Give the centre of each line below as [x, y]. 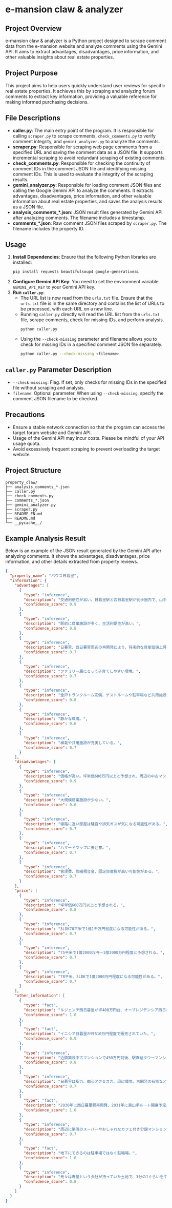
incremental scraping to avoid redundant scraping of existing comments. [89, 158]
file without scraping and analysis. [49, 387]
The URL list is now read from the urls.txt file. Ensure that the [87, 298]
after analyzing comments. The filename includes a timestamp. [79, 218]
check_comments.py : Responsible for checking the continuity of [81, 163]
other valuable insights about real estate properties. [60, 57]
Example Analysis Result [46, 538]
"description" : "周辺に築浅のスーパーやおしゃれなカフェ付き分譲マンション [95, 1129]
